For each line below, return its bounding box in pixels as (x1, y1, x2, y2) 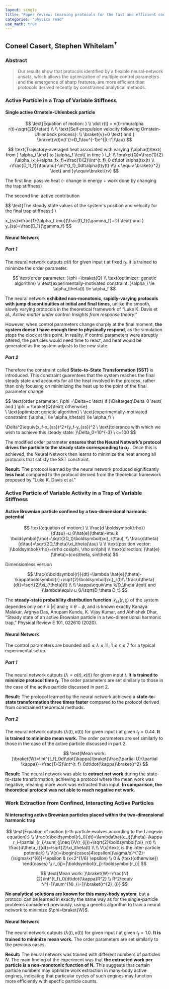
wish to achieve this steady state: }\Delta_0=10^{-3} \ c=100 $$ (5, 429, 136, 436)
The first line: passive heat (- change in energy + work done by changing (5, 177, 157, 184)
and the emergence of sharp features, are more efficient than (17, 79, 145, 85)
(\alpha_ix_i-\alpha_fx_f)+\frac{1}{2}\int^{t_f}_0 (14, 157, 111, 163)
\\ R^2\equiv (108, 876, 133, 882)
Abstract (5, 56, 28, 64)
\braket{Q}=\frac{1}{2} (117, 152, 163, 158)
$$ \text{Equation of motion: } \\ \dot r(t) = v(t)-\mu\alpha (25, 120, 144, 127)
